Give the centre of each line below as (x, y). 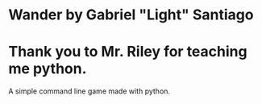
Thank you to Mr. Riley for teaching (128, 52)
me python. (48, 69)
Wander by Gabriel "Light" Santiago (131, 15)
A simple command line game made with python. (89, 91)
